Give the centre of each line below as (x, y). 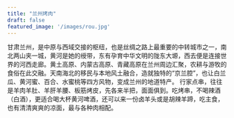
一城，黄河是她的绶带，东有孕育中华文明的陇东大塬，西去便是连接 (126, 56)
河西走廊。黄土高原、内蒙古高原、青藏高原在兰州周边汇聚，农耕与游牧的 (123, 65)
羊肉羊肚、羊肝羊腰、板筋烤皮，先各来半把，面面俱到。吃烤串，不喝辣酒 (117, 90)
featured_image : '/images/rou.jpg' (59, 26)
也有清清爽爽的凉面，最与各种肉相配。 (62, 108)
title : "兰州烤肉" (32, 14)
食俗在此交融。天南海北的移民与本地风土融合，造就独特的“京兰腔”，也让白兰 (117, 73)
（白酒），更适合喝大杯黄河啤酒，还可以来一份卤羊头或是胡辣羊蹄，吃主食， (116, 99)
